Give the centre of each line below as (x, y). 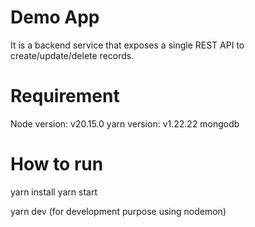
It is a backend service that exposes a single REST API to (127, 45)
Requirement (65, 96)
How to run (57, 164)
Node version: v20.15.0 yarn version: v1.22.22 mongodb (125, 123)
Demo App (55, 17)
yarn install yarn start (54, 192)
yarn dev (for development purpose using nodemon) (118, 211)
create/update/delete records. (72, 55)
